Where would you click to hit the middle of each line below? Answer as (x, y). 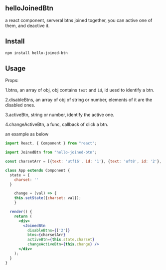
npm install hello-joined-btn (37, 53)
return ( (23, 216)
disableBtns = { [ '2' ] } (49, 230)
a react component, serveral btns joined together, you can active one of (79, 20)
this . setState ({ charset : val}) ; (48, 198)
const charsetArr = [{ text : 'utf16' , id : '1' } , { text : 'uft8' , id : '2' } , (83, 161)
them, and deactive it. (27, 25)
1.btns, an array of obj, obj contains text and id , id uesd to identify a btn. (80, 90)
